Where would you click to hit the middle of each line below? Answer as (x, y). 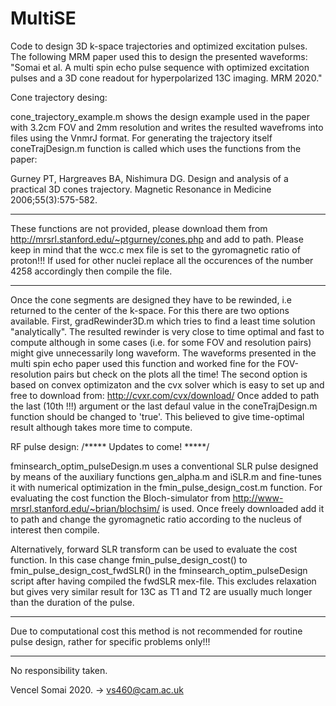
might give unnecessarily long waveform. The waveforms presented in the (163, 353)
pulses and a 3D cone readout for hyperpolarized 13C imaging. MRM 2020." (166, 78)
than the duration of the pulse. (72, 602)
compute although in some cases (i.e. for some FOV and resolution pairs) (161, 342)
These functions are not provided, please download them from (139, 228)
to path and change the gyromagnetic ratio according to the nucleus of (156, 519)
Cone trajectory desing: (59, 97)
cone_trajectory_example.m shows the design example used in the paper (160, 116)
